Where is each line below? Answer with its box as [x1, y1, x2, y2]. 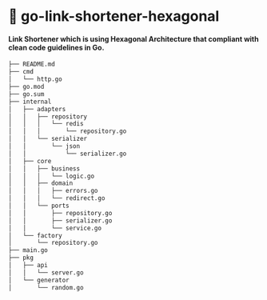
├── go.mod [8, 83, 45, 91]
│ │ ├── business [8, 164, 81, 173]
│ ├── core [8, 157, 52, 165]
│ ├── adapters [8, 105, 66, 113]
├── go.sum [8, 90, 45, 98]
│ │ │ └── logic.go [8, 172, 94, 180]
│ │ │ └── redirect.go [8, 194, 106, 202]
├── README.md [8, 60, 56, 69]
